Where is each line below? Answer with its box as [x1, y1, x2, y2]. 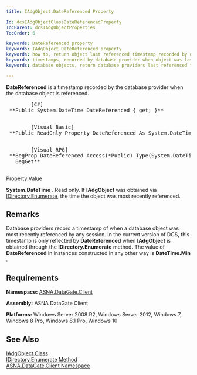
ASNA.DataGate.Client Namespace [6, 362, 90, 369]
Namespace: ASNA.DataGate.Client [6, 288, 93, 295]
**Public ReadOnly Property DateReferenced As [9, 129, 145, 136]
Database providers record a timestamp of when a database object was [6, 225, 179, 232]
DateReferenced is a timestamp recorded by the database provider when [6, 83, 184, 91]
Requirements [6, 273, 59, 283]
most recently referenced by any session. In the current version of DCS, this [6, 231, 190, 238]
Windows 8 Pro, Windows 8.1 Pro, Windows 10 [6, 317, 118, 325]
